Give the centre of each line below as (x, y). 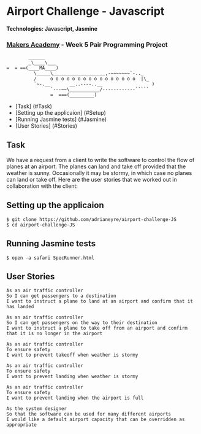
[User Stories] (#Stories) (46, 126)
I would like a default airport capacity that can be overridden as (96, 420)
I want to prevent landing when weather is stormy (72, 377)
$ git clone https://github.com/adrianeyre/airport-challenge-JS (91, 219)
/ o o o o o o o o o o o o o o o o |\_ (91, 79)
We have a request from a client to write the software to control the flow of (100, 160)
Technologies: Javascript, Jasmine (52, 28)
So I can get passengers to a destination (61, 296)
